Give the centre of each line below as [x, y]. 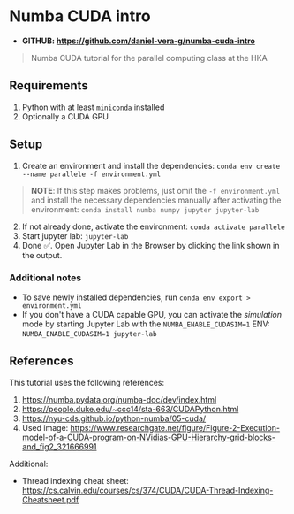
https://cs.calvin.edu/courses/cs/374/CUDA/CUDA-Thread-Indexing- [147, 490]
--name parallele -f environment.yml [91, 174]
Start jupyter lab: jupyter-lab [75, 235]
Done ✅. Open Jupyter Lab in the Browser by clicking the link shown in [151, 245]
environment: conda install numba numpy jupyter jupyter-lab [145, 209]
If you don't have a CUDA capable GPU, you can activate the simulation [152, 314]
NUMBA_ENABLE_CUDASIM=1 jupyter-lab [89, 334]
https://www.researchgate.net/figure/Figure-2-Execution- [175, 427]
